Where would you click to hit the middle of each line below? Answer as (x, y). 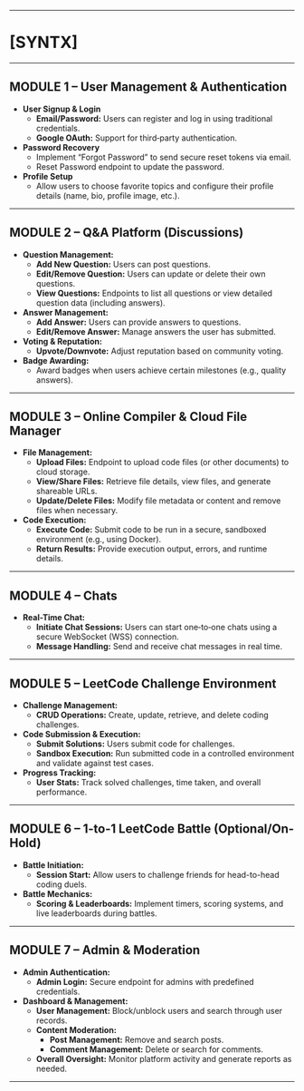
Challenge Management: (70, 705)
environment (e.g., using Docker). (99, 540)
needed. (52, 1068)
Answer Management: (65, 312)
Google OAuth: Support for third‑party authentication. (137, 138)
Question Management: (68, 254)
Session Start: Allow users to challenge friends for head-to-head (158, 874)
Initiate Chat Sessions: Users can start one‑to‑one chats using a (157, 628)
